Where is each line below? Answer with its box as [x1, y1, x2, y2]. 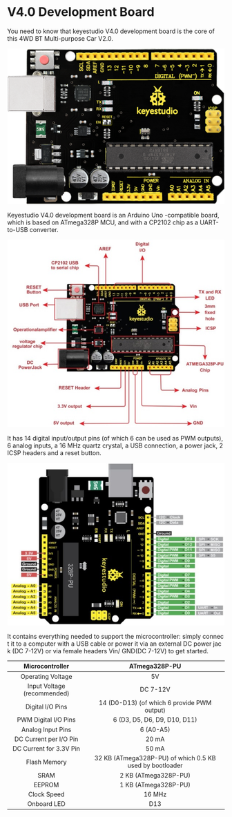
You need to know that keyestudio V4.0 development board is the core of [7, 27, 215, 35]
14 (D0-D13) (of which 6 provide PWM [99, 699, 212, 707]
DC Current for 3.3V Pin [12, 744, 81, 753]
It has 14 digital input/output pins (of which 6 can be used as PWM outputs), [7, 434, 223, 442]
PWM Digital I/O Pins [17, 715, 76, 724]
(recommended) [23, 689, 70, 698]
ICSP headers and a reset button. [7, 448, 101, 456]
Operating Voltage [20, 672, 72, 680]
